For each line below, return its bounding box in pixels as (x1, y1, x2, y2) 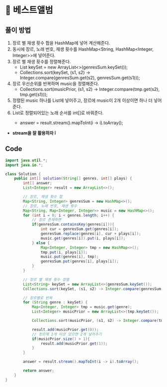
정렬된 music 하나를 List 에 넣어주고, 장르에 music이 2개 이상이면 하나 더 (12, 97, 153, 103)
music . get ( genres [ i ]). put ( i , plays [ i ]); (40, 235, 126, 241)
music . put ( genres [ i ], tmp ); (40, 254, 99, 259)
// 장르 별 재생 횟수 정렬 (23, 277, 70, 282)
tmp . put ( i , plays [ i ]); (40, 249, 88, 255)
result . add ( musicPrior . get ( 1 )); (40, 341, 108, 346)
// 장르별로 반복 (23, 295, 53, 301)
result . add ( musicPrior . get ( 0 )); (31, 327, 99, 332)
